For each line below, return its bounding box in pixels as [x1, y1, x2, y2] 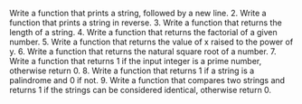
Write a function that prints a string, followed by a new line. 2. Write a [9, 8, 267, 18]
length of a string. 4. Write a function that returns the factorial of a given [9, 27, 278, 37]
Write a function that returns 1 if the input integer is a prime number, [9, 56, 262, 66]
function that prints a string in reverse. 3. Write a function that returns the [9, 17, 282, 28]
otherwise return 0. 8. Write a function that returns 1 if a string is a [9, 65, 255, 76]
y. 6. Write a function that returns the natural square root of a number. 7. [9, 46, 277, 57]
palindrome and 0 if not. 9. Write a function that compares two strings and [9, 75, 286, 85]
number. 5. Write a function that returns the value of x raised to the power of [9, 36, 294, 47]
